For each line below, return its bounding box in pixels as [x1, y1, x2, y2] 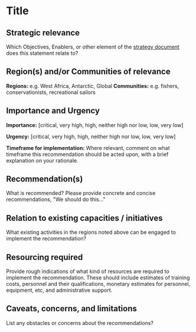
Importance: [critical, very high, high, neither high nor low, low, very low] [6, 121, 184, 128]
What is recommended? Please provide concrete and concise [6, 190, 156, 197]
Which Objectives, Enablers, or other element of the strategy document [6, 43, 180, 50]
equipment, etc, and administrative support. [6, 287, 113, 294]
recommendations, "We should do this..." [6, 196, 106, 203]
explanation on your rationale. [6, 157, 79, 164]
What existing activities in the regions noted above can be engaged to [6, 229, 176, 236]
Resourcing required [6, 252, 83, 262]
